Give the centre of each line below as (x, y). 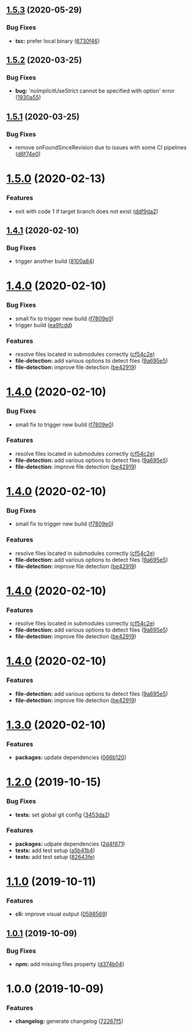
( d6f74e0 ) (28, 154)
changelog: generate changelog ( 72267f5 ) (69, 1021)
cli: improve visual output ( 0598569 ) (61, 914)
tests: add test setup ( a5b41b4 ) (55, 850)
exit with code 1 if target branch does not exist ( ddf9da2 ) (87, 211)
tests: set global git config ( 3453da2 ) (62, 815)
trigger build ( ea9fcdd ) (44, 325)
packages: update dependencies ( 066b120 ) (71, 757)
